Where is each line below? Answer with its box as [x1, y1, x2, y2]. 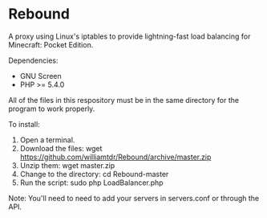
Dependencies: [8, 56, 59, 65]
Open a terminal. [19, 134, 75, 145]
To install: [8, 119, 40, 129]
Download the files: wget [19, 143, 103, 153]
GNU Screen [19, 71, 62, 80]
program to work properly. [8, 104, 95, 113]
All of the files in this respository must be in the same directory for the [8, 95, 239, 105]
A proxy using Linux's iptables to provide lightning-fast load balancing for [8, 31, 251, 41]
